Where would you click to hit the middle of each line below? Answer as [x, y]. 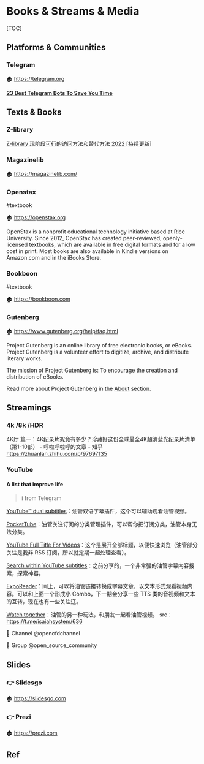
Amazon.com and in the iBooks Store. [54, 257]
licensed [17, 244]
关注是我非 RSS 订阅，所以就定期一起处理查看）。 [68, 553]
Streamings [29, 408]
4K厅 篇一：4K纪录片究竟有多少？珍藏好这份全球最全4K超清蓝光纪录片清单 [101, 439]
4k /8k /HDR [25, 425]
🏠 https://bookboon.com [38, 299]
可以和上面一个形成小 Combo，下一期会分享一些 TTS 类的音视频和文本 [106, 594]
